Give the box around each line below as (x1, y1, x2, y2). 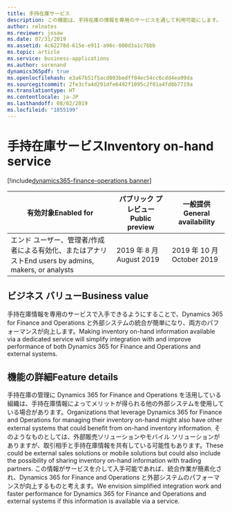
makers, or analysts (10, 265, 75, 274)
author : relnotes (7, 23, 57, 30)
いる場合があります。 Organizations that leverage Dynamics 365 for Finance (7, 408, 222, 417)
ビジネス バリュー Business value (7, 290, 149, 302)
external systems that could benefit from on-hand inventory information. (7, 424, 213, 433)
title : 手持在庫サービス (7, 10, 70, 17)
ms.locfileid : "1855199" (7, 106, 79, 113)
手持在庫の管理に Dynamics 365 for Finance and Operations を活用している (7, 391, 222, 399)
